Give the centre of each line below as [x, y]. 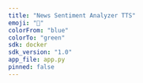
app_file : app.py [37, 60]
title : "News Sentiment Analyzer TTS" [72, 15]
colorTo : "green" [37, 38]
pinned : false [32, 67]
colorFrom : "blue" [38, 30]
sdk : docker [28, 45]
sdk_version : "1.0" [40, 52]
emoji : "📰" [26, 23]
